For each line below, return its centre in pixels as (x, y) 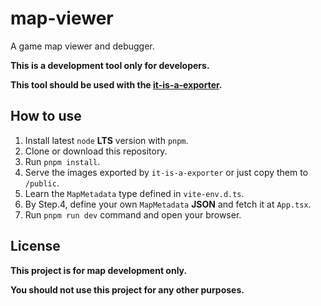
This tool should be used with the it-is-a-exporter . (116, 84)
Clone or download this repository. (96, 151)
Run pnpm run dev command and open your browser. (133, 214)
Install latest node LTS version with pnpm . (106, 140)
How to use (46, 116)
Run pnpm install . (62, 161)
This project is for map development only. (99, 270)
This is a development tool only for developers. (110, 65)
